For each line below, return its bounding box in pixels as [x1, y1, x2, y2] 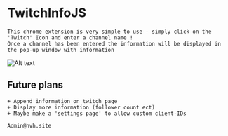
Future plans [7, 79, 63, 91]
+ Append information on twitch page [7, 97, 118, 104]
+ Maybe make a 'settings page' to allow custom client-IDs [7, 110, 187, 117]
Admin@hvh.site [7, 122, 52, 129]
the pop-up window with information [7, 46, 114, 53]
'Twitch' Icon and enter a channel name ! [7, 34, 133, 41]
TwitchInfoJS [7, 5, 86, 21]
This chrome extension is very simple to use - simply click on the [7, 28, 212, 35]
